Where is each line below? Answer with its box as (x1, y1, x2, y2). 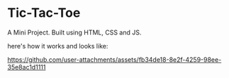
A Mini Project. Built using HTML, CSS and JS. (7, 28, 142, 37)
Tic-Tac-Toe (7, 5, 81, 21)
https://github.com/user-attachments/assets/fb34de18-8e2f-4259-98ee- (7, 55, 222, 64)
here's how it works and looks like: (7, 41, 108, 50)
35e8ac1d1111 (7, 63, 46, 71)
